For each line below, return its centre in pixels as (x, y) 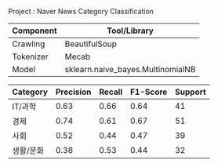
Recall (111, 92)
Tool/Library (131, 31)
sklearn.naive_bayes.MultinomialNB (130, 69)
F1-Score (149, 92)
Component (35, 31)
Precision (73, 92)
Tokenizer (30, 56)
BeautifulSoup (91, 44)
